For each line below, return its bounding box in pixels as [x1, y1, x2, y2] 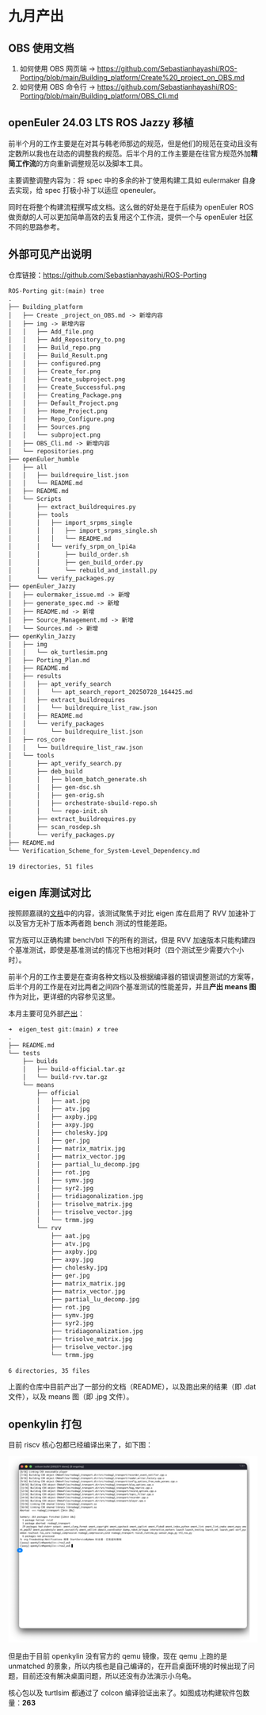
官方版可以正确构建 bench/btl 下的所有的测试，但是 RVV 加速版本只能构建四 [8, 935, 256, 945]
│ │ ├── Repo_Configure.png [8, 414, 115, 423]
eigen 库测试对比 [8, 886, 92, 900]
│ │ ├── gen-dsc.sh [8, 783, 101, 791]
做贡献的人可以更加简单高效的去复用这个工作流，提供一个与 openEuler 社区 [8, 212, 253, 222]
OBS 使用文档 [8, 41, 74, 55]
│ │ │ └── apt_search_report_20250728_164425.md [8, 688, 193, 696]
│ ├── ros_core [8, 735, 66, 743]
